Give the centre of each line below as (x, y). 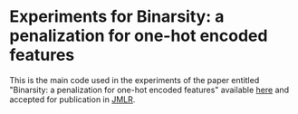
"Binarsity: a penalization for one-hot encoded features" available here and (149, 90)
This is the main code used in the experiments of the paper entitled (135, 80)
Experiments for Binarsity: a (117, 17)
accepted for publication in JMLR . (72, 99)
